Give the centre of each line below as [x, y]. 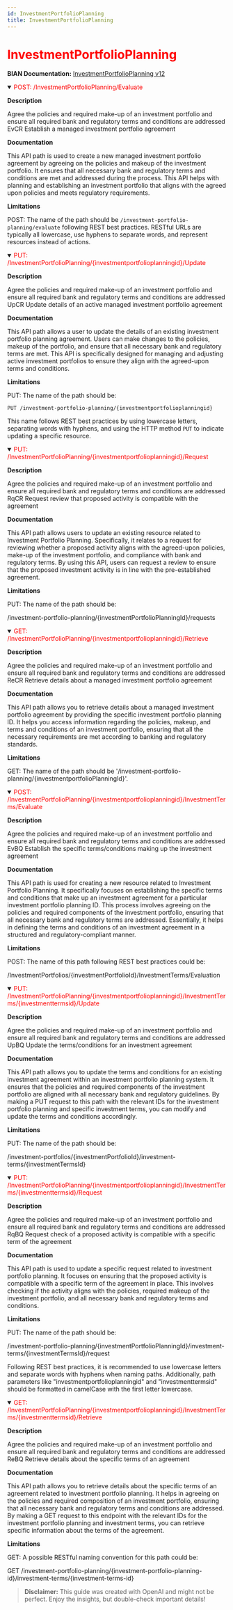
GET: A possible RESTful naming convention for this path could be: [103, 1557]
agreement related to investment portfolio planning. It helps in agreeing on [113, 1494]
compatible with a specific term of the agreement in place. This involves [111, 1284]
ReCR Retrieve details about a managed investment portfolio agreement [110, 680]
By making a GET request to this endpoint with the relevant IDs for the [107, 1516]
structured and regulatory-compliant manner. [72, 935]
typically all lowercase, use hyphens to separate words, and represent [107, 234]
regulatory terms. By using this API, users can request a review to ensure [112, 563]
